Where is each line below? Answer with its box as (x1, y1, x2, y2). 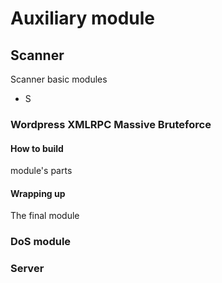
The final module (10, 210, 80, 222)
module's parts (10, 165, 73, 177)
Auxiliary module (10, 7, 155, 30)
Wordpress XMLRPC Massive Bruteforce (10, 117, 212, 131)
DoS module (10, 235, 72, 249)
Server (10, 262, 45, 276)
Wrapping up (10, 187, 66, 199)
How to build (10, 142, 64, 154)
